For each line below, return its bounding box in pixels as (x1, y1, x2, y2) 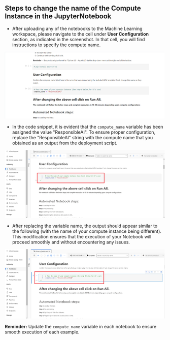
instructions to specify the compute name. (12, 42, 101, 48)
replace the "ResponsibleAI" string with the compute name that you (12, 134, 153, 140)
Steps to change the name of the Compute (5, 4, 142, 13)
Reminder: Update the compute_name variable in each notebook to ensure (5, 323, 157, 329)
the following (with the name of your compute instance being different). (12, 228, 162, 234)
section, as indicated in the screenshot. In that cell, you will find (12, 36, 145, 42)
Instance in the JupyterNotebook (5, 12, 112, 21)
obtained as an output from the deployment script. (12, 140, 118, 146)
